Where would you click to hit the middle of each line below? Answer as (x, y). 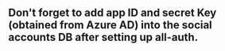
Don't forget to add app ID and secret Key (112, 13)
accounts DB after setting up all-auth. (103, 37)
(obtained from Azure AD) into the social (110, 25)
